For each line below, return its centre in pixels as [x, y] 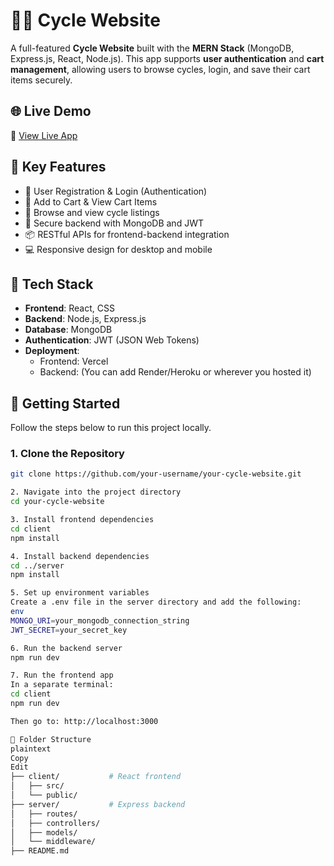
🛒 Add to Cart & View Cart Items [91, 201]
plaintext [31, 749]
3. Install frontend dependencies [82, 520]
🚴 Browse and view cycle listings [92, 212]
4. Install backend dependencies [80, 556]
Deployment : [52, 351]
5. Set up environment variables [80, 593]
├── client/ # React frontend [96, 777]
